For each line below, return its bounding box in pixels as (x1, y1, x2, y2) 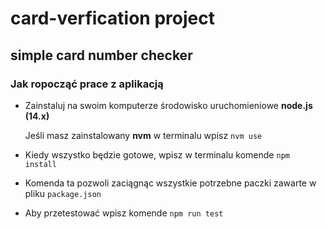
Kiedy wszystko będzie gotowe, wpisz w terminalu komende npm (24, 148, 290, 161)
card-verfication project (10, 7, 215, 30)
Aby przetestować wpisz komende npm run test (24, 207, 224, 219)
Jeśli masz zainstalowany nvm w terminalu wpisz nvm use (24, 129, 263, 141)
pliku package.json (24, 187, 102, 199)
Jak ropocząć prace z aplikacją (10, 77, 164, 91)
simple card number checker (10, 47, 193, 64)
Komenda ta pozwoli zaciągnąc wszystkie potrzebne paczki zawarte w (24, 177, 317, 189)
